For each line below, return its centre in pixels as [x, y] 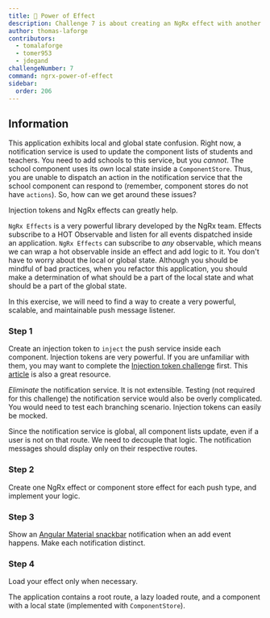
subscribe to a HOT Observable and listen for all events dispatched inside [131, 234]
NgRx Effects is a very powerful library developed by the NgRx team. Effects [135, 226]
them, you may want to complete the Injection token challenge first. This [128, 366]
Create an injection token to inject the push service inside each [115, 349]
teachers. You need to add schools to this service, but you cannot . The [126, 160]
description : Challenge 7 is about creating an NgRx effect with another [135, 23]
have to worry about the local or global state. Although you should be [123, 260]
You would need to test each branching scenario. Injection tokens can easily [135, 407]
